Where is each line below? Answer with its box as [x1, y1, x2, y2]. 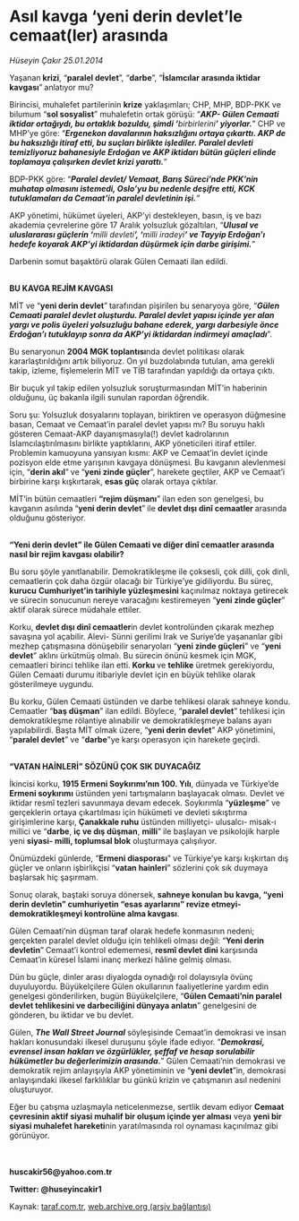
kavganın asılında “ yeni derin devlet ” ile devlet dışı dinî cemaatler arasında [9, 503, 287, 513]
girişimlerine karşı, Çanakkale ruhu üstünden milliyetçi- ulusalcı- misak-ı [9, 816, 277, 827]
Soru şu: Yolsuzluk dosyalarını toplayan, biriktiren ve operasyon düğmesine [9, 409, 286, 420]
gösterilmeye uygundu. [9, 678, 94, 689]
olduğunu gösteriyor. [9, 512, 87, 523]
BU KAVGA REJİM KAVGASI [9, 282, 114, 293]
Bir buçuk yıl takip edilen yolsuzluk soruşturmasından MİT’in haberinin [9, 383, 268, 393]
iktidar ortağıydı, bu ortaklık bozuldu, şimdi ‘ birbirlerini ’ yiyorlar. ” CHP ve [9, 118, 286, 129]
